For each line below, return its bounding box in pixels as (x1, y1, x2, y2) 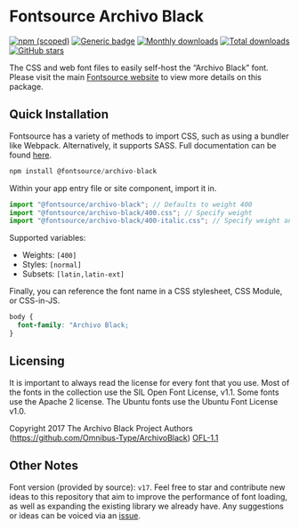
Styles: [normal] (21, 260, 82, 270)
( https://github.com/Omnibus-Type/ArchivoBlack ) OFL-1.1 (9, 432, 219, 443)
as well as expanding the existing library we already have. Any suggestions (9, 501, 285, 511)
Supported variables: (9, 233, 86, 244)
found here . (9, 149, 52, 160)
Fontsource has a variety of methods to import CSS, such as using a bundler (9, 131, 289, 141)
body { (9, 313, 34, 322)
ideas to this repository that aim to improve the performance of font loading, (9, 491, 287, 501)
